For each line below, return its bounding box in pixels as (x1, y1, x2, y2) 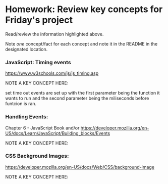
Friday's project (5, 14, 73, 26)
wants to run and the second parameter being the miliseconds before (5, 95, 149, 102)
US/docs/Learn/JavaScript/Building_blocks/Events (5, 130, 110, 136)
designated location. (5, 46, 48, 52)
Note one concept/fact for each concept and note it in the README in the (5, 40, 158, 47)
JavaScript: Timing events (5, 59, 72, 66)
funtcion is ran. (5, 101, 37, 107)
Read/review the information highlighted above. (5, 31, 104, 37)
